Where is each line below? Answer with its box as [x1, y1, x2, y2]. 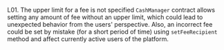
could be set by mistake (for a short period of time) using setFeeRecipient [7, 27, 218, 36]
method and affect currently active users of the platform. [7, 35, 169, 43]
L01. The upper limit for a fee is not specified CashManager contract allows [7, 6, 216, 14]
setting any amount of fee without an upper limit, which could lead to [7, 13, 203, 21]
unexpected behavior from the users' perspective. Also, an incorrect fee [7, 21, 213, 28]
